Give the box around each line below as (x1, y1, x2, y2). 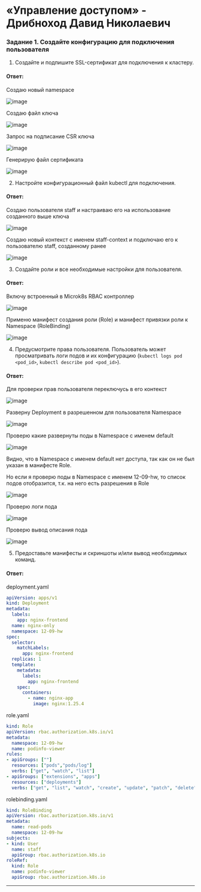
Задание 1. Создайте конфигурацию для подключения (6, 38, 175, 46)
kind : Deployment (6, 600, 50, 607)
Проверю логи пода (6, 503, 57, 511)
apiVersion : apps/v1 (6, 595, 58, 601)
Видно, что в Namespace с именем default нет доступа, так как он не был (6, 455, 195, 463)
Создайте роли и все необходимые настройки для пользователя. (14, 265, 182, 273)
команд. (14, 556, 36, 563)
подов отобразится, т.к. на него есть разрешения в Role (6, 480, 150, 487)
